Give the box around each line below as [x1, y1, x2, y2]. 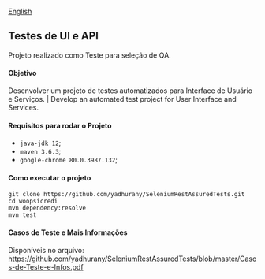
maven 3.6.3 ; [19, 147, 62, 156]
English [8, 7, 32, 16]
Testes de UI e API [8, 29, 99, 43]
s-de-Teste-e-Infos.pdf [8, 262, 84, 271]
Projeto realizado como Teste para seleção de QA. [8, 50, 171, 60]
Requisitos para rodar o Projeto [8, 121, 112, 130]
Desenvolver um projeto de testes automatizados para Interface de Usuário [8, 86, 253, 95]
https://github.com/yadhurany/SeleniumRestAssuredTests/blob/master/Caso [8, 254, 257, 263]
